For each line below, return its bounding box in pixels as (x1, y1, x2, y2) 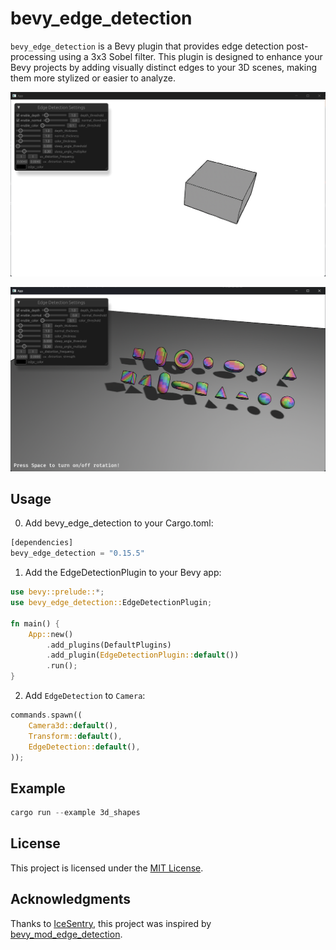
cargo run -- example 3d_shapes (10, 808, 141, 818)
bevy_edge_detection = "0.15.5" (10, 548, 145, 559)
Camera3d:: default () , (28, 720, 118, 731)
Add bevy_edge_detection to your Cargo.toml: (24, 517, 214, 529)
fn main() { (10, 618, 60, 629)
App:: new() (28, 629, 74, 639)
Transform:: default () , (28, 731, 123, 741)
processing (10, 50, 57, 62)
